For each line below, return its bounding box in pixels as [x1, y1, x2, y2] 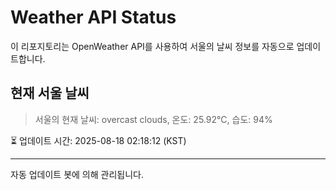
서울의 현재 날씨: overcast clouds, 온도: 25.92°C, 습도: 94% [34, 113, 273, 125]
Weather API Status [10, 6, 177, 29]
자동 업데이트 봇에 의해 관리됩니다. [10, 168, 144, 180]
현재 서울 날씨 [10, 85, 90, 102]
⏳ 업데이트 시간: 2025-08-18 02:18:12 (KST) [10, 134, 187, 146]
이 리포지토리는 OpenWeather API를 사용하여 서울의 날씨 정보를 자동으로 [10, 40, 295, 52]
